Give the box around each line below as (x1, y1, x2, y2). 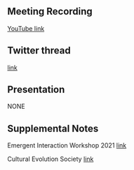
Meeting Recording (7, 6, 93, 18)
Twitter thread (7, 45, 72, 57)
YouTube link (7, 24, 45, 32)
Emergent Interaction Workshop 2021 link (7, 141, 127, 150)
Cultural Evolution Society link (7, 155, 94, 164)
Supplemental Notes (7, 122, 99, 134)
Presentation (7, 84, 65, 96)
